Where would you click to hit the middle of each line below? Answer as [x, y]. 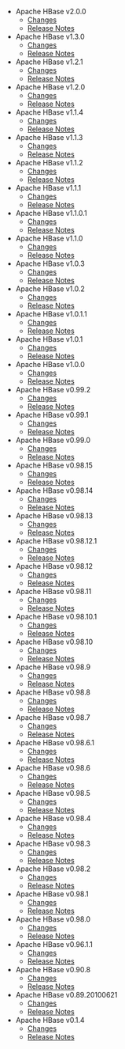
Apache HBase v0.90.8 [53, 969]
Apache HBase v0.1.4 [50, 1020]
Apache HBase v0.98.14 [54, 490]
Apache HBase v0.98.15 [54, 465]
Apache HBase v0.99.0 [53, 440]
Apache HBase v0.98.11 [53, 591]
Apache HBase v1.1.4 [50, 112]
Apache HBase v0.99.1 [52, 415]
